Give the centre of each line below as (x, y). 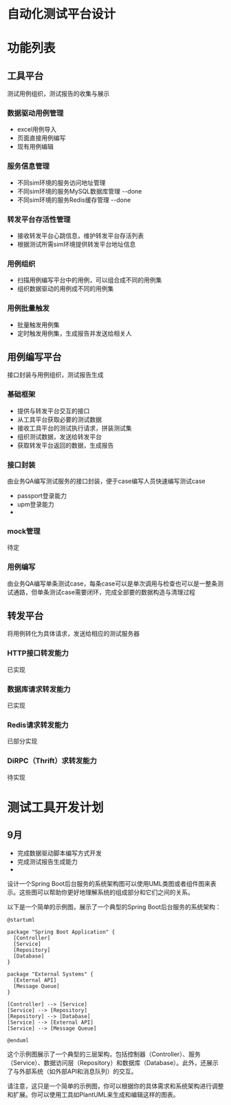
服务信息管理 (29, 166)
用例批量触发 (29, 309)
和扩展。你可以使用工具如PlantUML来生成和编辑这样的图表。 (93, 1094)
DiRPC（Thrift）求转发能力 (52, 761)
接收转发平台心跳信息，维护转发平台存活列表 (80, 236)
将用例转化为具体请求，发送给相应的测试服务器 (73, 634)
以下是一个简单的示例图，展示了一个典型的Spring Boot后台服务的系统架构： (114, 907)
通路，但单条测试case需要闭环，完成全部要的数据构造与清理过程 (104, 592)
